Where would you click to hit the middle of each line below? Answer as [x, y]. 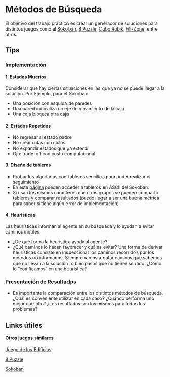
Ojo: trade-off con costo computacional [54, 153]
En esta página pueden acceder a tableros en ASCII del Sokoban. [81, 187]
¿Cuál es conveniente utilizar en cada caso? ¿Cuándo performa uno [83, 298]
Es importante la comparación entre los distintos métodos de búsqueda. [88, 293]
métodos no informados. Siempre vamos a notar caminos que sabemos [87, 258]
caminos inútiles [22, 232]
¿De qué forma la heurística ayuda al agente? [60, 242]
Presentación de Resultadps [41, 282]
